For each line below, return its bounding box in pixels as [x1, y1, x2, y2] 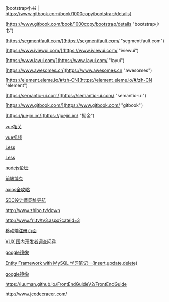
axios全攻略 [5, 187, 30, 192]
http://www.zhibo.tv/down [5, 207, 60, 213]
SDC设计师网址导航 [5, 197, 46, 203]
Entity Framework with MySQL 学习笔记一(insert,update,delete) [5, 260, 138, 266]
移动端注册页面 [5, 228, 37, 233]
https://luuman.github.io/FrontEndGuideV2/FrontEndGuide [5, 281, 127, 287]
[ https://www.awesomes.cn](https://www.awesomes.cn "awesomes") [5, 67, 152, 73]
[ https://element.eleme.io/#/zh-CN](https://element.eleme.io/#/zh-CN [5, 77, 152, 83]
